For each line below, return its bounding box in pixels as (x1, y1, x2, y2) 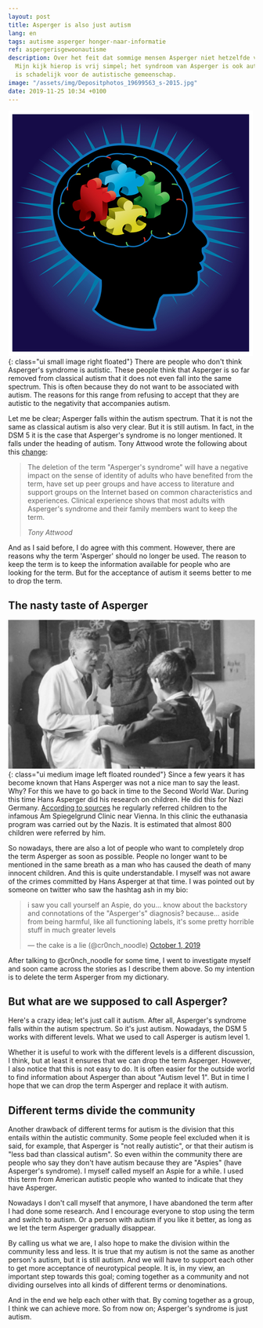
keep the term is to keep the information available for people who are (8, 559, 231, 569)
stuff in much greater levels (27, 925, 116, 935)
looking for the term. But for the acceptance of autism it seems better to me (8, 568, 252, 577)
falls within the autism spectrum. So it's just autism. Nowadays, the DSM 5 (8, 1024, 247, 1033)
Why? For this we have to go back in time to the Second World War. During (8, 786, 249, 796)
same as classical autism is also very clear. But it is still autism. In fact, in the (8, 422, 254, 431)
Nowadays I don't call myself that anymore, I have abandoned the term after (8, 1198, 254, 1208)
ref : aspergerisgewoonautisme (8, 46, 107, 54)
